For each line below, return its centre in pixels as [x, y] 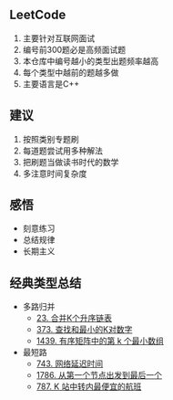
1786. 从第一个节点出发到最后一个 [99, 375]
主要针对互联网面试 [59, 38]
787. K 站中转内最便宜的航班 [89, 386]
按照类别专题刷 [51, 139]
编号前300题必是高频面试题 [74, 49]
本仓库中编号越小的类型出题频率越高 [91, 61]
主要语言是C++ [51, 84]
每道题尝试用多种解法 [62, 151]
